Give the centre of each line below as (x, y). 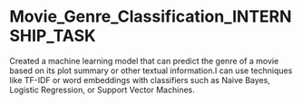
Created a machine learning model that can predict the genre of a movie (144, 61)
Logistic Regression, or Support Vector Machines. (102, 90)
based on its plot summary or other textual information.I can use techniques (151, 71)
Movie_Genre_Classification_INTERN (151, 17)
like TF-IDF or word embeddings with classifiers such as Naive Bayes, (140, 80)
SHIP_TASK (53, 36)
